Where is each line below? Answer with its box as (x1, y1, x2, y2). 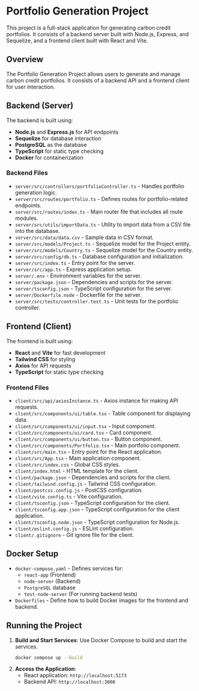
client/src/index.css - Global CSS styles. (14, 460, 120, 468)
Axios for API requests (14, 362, 72, 369)
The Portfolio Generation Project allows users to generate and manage (6, 70, 181, 78)
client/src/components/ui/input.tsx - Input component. (14, 423, 156, 430)
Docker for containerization (14, 153, 84, 161)
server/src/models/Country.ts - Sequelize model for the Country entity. (14, 246, 194, 253)
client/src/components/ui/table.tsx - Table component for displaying (14, 409, 191, 417)
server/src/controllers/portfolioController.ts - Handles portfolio (14, 182, 185, 190)
